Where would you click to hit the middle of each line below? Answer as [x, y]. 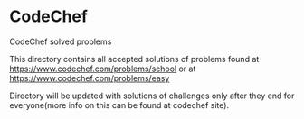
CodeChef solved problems [61, 41]
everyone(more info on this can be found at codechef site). [119, 105]
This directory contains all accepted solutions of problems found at [134, 59]
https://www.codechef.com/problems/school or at [103, 69]
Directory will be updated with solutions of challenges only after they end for [152, 96]
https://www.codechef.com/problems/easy [90, 78]
